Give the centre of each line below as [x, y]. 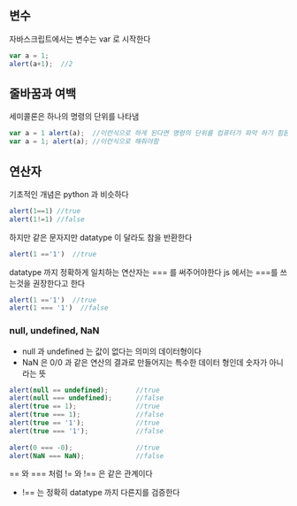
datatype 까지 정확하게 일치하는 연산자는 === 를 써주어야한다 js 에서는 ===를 [144, 272]
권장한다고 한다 [59, 283]
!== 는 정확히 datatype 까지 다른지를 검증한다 [101, 493]
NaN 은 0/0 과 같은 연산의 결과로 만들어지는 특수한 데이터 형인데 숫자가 [145, 362]
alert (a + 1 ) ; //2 [41, 64]
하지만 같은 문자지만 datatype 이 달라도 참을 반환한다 [101, 237]
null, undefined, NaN [54, 331]
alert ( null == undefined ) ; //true [85, 390]
